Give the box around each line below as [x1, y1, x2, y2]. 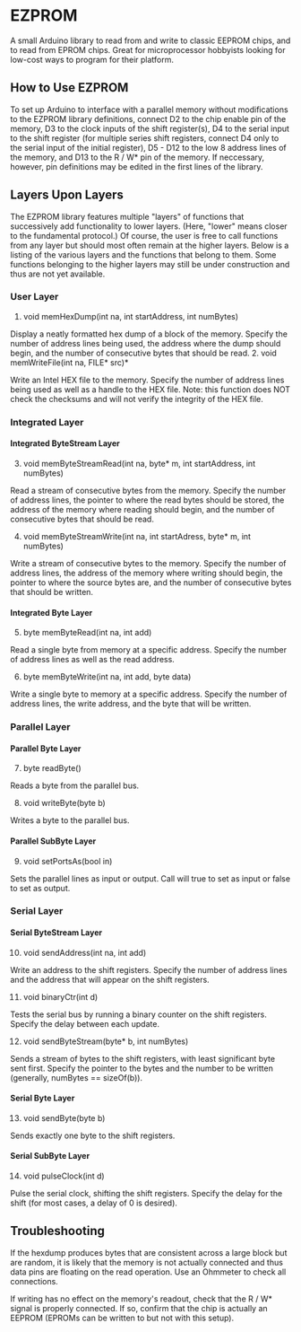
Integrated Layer [10, 416, 84, 428]
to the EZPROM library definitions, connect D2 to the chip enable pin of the [10, 113, 287, 124]
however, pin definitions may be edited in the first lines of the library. [10, 161, 263, 171]
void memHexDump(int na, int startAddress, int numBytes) [22, 311, 239, 321]
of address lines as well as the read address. [10, 654, 176, 665]
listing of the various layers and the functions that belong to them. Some [10, 249, 277, 260]
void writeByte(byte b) [22, 798, 106, 809]
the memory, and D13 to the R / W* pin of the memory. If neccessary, [10, 152, 265, 162]
